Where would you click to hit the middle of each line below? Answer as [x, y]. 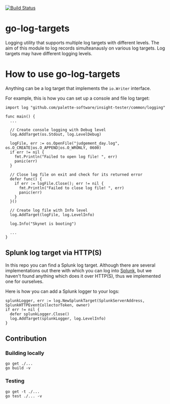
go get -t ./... [22, 391]
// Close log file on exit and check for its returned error [76, 174]
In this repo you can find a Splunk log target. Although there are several [80, 265]
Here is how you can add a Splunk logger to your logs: [62, 291]
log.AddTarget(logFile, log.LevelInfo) [52, 215]
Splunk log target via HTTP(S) [54, 253]
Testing [15, 381]
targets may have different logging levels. [49, 53]
